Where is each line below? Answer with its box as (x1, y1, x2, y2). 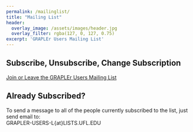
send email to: (6, 113, 41, 120)
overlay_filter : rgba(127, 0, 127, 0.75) (11, 31, 115, 37)
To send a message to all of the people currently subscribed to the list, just (6, 107, 188, 114)
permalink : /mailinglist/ (6, 8, 70, 15)
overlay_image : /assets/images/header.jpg (11, 25, 117, 31)
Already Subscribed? (6, 91, 86, 101)
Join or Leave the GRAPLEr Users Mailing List (6, 73, 117, 81)
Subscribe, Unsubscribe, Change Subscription (6, 58, 181, 68)
